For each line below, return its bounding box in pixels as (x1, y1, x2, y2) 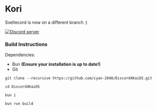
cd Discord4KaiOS (5, 84, 40, 89)
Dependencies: (5, 52, 35, 58)
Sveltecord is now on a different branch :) (5, 19, 88, 25)
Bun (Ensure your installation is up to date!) (12, 62, 100, 67)
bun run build (5, 101, 34, 106)
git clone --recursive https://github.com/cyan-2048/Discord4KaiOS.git (5, 76, 152, 81)
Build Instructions (5, 41, 48, 47)
